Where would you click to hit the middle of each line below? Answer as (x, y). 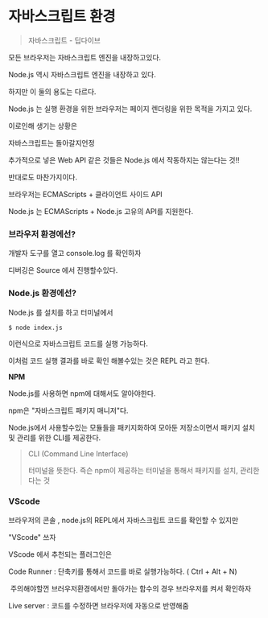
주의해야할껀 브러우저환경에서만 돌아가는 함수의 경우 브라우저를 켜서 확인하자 (131, 588)
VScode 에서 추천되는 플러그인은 (60, 554)
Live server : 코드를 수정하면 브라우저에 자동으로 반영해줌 (99, 605)
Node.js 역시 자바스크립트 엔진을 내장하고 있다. (82, 74)
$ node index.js (35, 328)
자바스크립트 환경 (62, 16)
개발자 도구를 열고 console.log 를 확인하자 (75, 253)
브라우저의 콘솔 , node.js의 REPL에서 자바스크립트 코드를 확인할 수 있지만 (124, 520)
